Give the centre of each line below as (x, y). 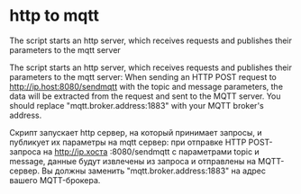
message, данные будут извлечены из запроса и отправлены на (133, 161)
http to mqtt (55, 16)
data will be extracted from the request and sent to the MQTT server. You (145, 96)
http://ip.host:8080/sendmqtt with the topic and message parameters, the (146, 86)
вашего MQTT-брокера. (55, 180)
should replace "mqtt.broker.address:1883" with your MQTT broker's (137, 105)
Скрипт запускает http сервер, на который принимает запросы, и (136, 132)
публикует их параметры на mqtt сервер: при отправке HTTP (128, 142)
